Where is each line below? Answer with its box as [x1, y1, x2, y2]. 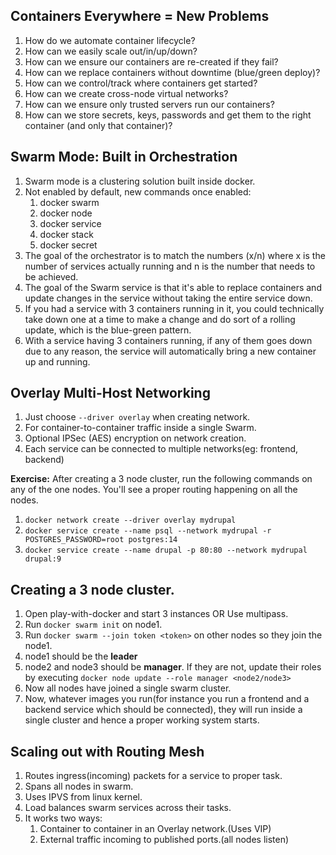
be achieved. [24, 270, 79, 283]
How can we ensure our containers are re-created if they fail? [24, 55, 279, 68]
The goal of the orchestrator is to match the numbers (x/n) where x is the [24, 249, 326, 261]
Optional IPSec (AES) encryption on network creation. [24, 432, 247, 444]
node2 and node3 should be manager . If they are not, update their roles [24, 661, 322, 673]
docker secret [39, 239, 98, 251]
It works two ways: [24, 812, 103, 824]
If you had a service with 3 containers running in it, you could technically [24, 302, 325, 314]
